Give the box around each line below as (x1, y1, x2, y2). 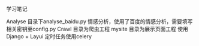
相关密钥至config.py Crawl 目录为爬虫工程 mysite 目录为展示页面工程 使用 (6, 26, 189, 32)
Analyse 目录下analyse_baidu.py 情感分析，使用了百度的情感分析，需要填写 (6, 18, 193, 25)
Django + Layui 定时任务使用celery (6, 33, 92, 40)
